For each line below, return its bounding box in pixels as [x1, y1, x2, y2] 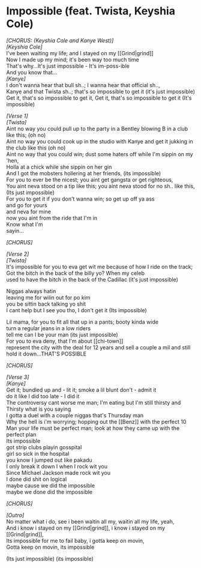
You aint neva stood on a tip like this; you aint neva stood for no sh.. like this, [6, 182, 195, 190]
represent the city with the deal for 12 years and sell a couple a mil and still [6, 343, 191, 351]
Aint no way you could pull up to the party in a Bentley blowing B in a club [6, 125, 188, 132]
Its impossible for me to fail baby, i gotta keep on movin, [6, 537, 145, 544]
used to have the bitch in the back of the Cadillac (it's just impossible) [6, 276, 179, 283]
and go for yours [6, 201, 47, 208]
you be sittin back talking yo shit [6, 300, 86, 307]
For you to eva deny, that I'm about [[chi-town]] [6, 337, 124, 345]
